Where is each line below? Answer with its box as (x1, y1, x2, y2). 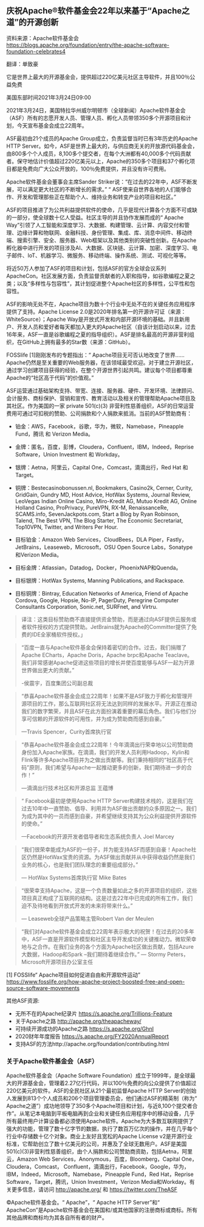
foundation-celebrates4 (6, 47, 66, 55)
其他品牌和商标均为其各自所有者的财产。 (6, 1214, 107, 1222)
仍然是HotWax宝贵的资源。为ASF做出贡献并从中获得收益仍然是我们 (26, 853, 195, 861)
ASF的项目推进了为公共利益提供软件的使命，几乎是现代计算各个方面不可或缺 (6, 206, 197, 213)
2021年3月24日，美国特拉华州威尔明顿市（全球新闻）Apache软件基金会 (6, 106, 186, 114)
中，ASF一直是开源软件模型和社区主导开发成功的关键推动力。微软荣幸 (21, 935, 197, 943)
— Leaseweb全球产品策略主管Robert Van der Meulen (21, 915, 154, 922)
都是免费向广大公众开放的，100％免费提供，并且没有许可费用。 (11, 165, 170, 172)
